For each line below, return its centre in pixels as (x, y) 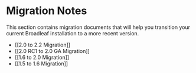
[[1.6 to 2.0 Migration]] (42, 57)
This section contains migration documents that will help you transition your (98, 27)
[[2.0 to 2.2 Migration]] (43, 45)
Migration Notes (47, 11)
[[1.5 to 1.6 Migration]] (41, 64)
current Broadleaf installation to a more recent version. (73, 33)
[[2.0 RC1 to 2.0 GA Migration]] (52, 51)
